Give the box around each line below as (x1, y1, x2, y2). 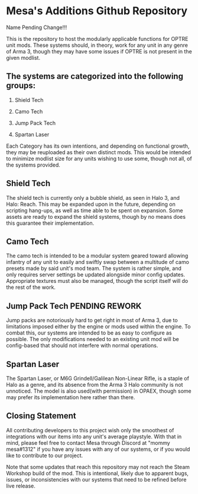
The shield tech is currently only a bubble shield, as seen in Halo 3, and (6, 194, 180, 201)
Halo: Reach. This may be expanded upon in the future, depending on (6, 200, 176, 208)
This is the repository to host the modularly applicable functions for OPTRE (6, 35, 189, 42)
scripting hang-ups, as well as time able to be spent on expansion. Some (6, 206, 183, 214)
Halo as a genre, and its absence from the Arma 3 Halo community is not (6, 381, 183, 388)
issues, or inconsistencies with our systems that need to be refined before (6, 476, 187, 483)
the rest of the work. (6, 283, 56, 291)
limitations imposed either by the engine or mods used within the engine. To (6, 323, 191, 330)
